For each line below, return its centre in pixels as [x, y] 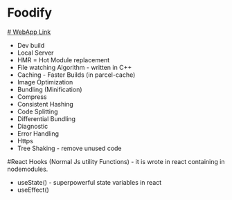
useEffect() [33, 190]
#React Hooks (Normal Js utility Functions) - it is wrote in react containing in [116, 161]
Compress [32, 97]
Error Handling [38, 134]
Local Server [35, 53]
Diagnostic [33, 126]
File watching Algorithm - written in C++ [74, 67]
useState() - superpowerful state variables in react [89, 182]
